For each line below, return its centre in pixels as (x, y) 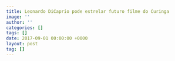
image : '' (18, 17)
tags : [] (17, 33)
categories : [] (25, 28)
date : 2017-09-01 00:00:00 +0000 (47, 38)
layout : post (22, 44)
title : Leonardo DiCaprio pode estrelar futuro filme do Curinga (87, 11)
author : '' (19, 22)
